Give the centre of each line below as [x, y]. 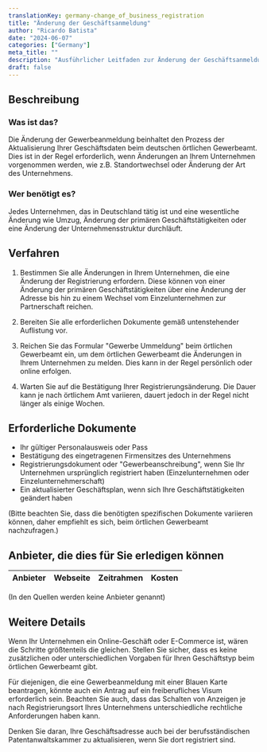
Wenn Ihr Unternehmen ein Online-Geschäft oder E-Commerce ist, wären [128, 641]
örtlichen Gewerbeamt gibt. [53, 666]
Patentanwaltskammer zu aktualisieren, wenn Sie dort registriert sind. [122, 739]
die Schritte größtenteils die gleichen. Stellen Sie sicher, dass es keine [123, 649]
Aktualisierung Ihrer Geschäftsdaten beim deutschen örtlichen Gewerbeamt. [133, 148]
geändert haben [46, 498]
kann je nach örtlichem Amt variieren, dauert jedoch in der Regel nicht [134, 395]
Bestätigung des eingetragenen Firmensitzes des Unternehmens [126, 456]
